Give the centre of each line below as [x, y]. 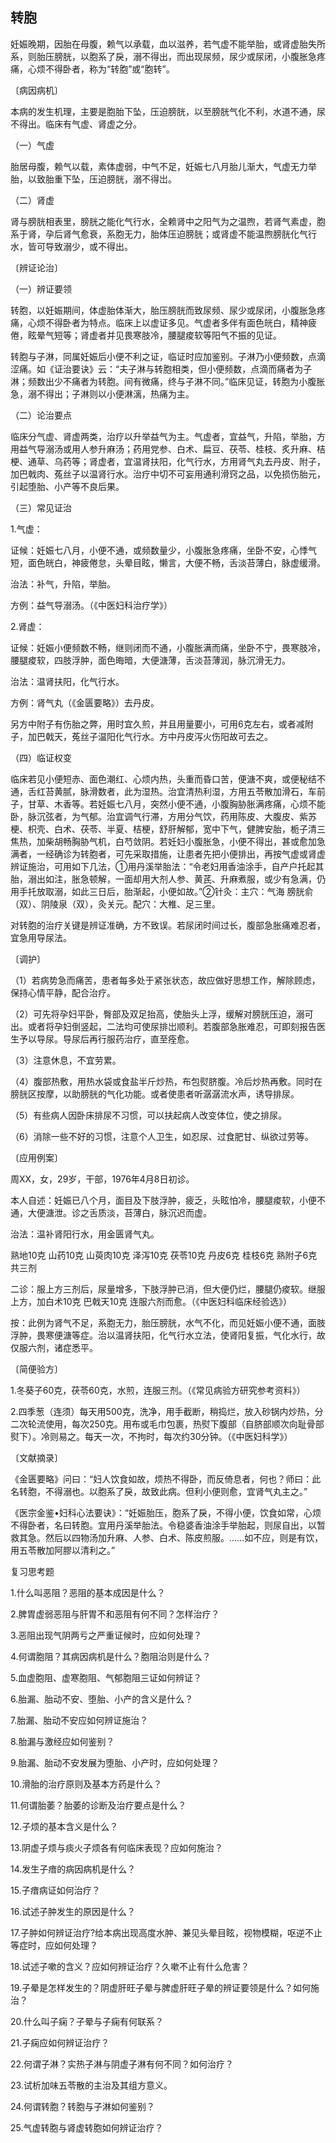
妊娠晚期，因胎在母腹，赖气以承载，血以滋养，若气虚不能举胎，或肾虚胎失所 [168, 44]
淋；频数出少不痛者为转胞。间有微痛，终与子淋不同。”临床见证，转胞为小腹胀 [168, 381]
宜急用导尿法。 [41, 937]
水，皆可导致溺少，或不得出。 [71, 246]
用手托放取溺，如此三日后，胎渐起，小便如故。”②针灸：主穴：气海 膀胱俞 [162, 891]
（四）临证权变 [41, 757]
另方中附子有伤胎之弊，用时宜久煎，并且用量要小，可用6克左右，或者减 [157, 724]
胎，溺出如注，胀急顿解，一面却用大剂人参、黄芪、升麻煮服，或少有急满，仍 [168, 879]
